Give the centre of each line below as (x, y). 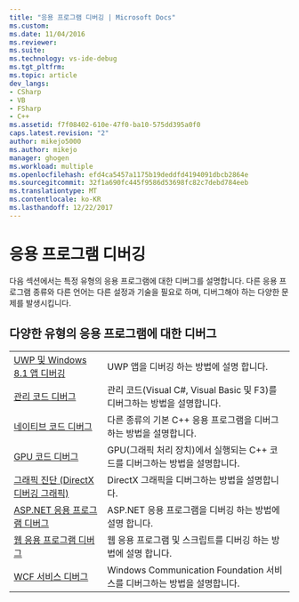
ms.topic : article (43, 76)
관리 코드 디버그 (45, 397)
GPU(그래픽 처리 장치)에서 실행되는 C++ (187, 450)
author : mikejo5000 (45, 141)
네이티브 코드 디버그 (53, 426)
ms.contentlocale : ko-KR (55, 200)
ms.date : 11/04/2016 (48, 34)
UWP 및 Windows (50, 359)
